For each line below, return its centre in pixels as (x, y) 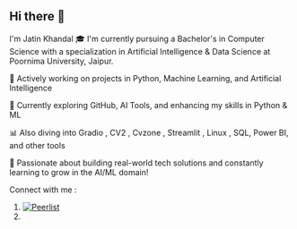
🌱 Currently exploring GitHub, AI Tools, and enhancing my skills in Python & (148, 105)
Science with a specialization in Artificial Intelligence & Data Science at (140, 51)
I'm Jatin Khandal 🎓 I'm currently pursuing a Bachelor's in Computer (137, 38)
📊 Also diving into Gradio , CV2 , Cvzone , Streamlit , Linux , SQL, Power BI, (149, 132)
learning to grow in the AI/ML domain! (79, 172)
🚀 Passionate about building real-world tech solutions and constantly (136, 163)
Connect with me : (43, 190)
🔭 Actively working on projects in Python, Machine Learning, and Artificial (145, 78)
